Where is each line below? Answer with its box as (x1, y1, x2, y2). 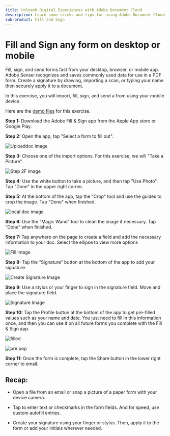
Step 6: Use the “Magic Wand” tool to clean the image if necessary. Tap (5, 219, 156, 225)
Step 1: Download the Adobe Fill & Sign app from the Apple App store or (5, 118, 156, 124)
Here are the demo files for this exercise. (5, 108, 91, 114)
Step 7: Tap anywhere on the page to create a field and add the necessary (5, 234, 161, 240)
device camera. (12, 395, 46, 401)
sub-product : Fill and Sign (5, 17, 65, 22)
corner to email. (5, 361, 39, 367)
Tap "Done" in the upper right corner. (5, 184, 83, 190)
